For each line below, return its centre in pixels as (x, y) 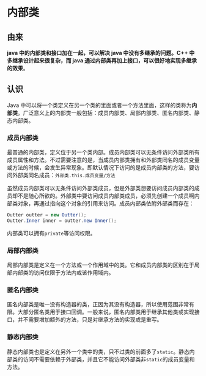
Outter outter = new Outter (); (47, 215)
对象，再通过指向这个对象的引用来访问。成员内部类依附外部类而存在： (106, 204)
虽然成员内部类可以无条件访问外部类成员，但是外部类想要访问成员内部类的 (101, 188)
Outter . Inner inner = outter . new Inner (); (62, 221)
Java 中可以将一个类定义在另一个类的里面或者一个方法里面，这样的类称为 (99, 105)
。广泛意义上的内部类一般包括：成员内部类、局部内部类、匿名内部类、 (106, 112)
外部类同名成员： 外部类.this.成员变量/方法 (64, 175)
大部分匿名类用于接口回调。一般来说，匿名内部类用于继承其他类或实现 (106, 312)
